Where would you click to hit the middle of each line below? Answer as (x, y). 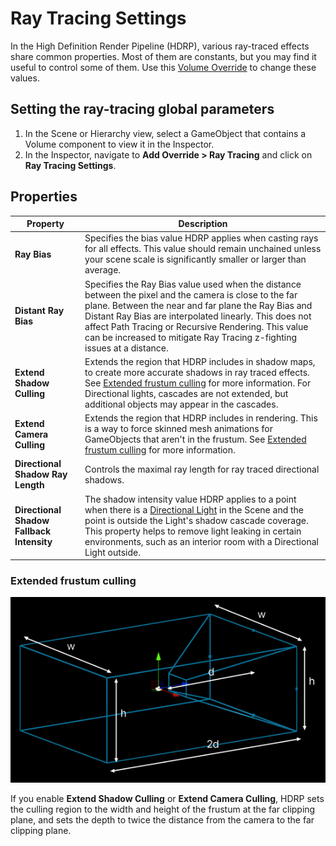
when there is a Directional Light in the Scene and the (194, 509)
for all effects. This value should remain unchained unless (203, 249)
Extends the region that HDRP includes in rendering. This (201, 418)
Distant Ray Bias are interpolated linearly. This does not (198, 316)
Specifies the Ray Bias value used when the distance (193, 284)
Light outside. (112, 552)
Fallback (33, 531)
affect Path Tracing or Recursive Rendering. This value (196, 326)
